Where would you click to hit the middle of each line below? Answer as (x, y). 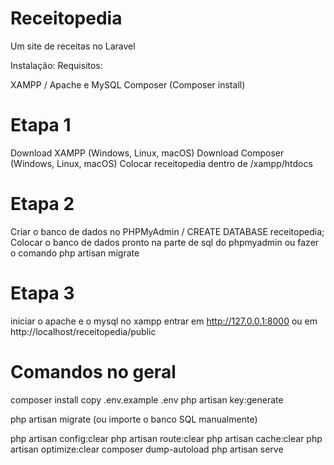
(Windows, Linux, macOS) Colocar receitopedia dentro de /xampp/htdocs (161, 163)
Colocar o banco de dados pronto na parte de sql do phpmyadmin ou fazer (165, 242)
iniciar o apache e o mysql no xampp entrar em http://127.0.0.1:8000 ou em (164, 321)
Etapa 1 (41, 125)
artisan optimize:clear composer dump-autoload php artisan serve (147, 449)
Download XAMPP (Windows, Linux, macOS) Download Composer (147, 153)
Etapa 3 (42, 293)
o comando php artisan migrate (75, 253)
